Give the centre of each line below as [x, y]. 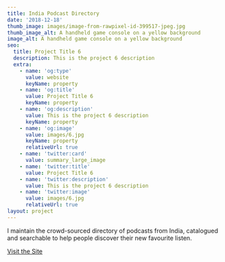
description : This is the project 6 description [84, 58]
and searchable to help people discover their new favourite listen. [99, 238]
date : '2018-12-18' [35, 20]
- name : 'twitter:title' [55, 166]
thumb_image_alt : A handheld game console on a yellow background [104, 33]
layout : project [30, 211]
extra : [23, 64]
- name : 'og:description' [57, 109]
